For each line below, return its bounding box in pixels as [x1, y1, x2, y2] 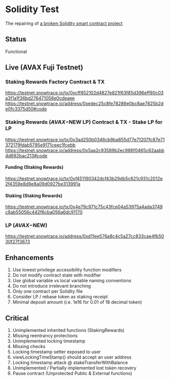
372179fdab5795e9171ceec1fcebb [5, 142, 76, 148]
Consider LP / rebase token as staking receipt [12, 294, 108, 300]
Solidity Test [5, 4, 59, 15]
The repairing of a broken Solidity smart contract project [5, 20, 123, 26]
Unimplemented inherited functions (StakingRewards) [12, 327, 125, 333]
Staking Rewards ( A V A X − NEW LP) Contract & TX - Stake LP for [5, 119, 163, 126]
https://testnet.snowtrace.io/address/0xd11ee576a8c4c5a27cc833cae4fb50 [5, 233, 164, 239]
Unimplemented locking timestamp [12, 338, 86, 344]
